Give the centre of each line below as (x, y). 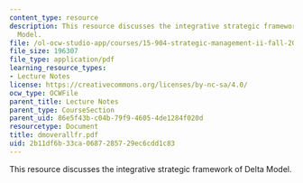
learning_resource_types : (58, 69)
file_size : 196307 (44, 51)
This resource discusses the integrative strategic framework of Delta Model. (151, 169)
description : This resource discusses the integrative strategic (134, 26)
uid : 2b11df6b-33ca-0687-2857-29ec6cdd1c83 (92, 143)
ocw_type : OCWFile (44, 93)
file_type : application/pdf (62, 59)
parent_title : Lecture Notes (64, 101)
